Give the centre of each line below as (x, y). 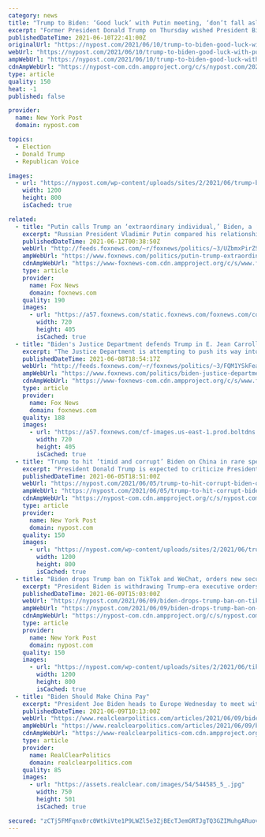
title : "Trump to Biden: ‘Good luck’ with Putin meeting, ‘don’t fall (127, 23)
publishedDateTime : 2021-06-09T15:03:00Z (91, 594)
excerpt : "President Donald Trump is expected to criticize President (141, 469)
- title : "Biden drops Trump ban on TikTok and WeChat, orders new (129, 579)
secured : (22, 821)
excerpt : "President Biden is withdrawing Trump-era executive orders (141, 586)
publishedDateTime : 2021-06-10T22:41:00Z (77, 38)
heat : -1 (22, 89)
